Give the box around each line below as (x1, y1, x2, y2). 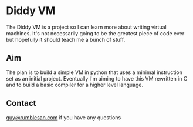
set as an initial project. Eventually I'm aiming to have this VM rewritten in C (6, 75, 188, 82)
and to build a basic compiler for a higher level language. (6, 81, 144, 88)
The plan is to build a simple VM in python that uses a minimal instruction (6, 69, 183, 76)
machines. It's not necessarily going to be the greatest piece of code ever (6, 29, 185, 36)
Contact (6, 98, 36, 108)
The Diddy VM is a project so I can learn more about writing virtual (6, 24, 167, 31)
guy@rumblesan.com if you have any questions (6, 113, 121, 121)
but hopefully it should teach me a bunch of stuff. (6, 36, 126, 43)
